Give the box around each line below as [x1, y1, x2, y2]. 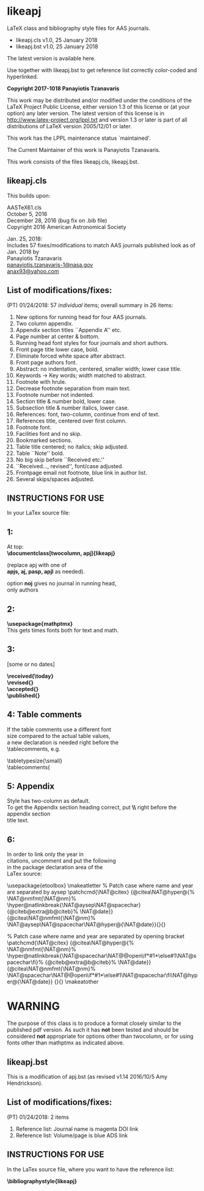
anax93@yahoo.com [7, 267, 59, 275]
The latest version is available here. [7, 54, 97, 62]
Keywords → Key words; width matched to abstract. [15, 371, 147, 379]
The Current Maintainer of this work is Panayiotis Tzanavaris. [7, 146, 161, 153]
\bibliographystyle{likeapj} [7, 1177, 78, 1185]
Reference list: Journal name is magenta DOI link [15, 1125, 139, 1132]
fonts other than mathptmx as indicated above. [7, 1039, 125, 1046]
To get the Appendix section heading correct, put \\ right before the [7, 804, 177, 811]
